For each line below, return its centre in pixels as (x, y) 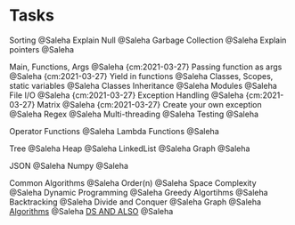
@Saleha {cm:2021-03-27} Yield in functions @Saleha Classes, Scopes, (141, 76)
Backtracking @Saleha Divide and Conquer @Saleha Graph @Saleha (135, 202)
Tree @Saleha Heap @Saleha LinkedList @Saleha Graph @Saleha (130, 149)
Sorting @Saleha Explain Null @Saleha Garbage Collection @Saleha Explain (148, 40)
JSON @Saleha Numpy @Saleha (69, 165)
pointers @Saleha (41, 49)
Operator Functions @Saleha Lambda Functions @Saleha (115, 131)
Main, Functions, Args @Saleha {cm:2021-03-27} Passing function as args (146, 67)
